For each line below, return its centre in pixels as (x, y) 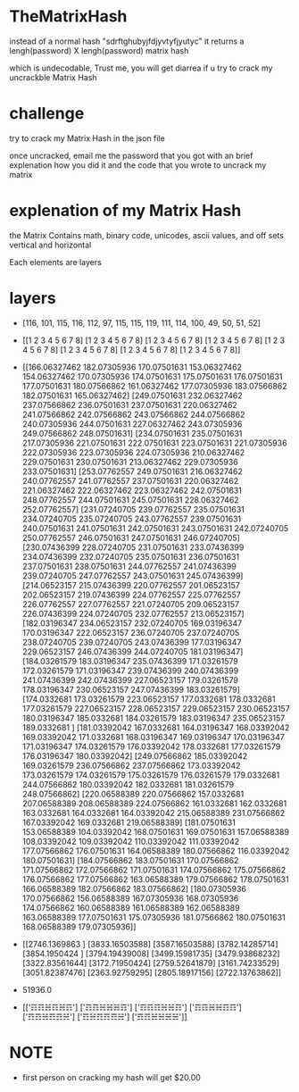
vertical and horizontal (50, 245)
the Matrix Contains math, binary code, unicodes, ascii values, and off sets (146, 235)
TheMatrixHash (68, 17)
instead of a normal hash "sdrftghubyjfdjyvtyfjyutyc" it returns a (127, 41)
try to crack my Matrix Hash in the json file (87, 138)
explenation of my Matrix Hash (125, 211)
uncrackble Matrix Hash (53, 77)
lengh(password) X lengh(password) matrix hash (99, 50)
